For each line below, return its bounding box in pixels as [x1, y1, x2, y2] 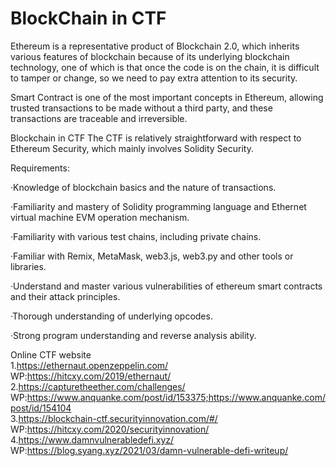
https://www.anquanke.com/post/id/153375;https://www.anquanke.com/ [26, 391, 326, 403]
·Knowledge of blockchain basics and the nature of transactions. [10, 181, 277, 193]
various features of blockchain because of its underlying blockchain [10, 50, 290, 62]
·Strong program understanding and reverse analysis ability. [10, 329, 257, 341]
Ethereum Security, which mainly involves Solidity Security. [10, 142, 254, 154]
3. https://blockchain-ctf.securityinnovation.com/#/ [10, 412, 218, 424]
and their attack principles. [10, 290, 121, 302]
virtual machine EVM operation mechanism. [10, 211, 190, 223]
